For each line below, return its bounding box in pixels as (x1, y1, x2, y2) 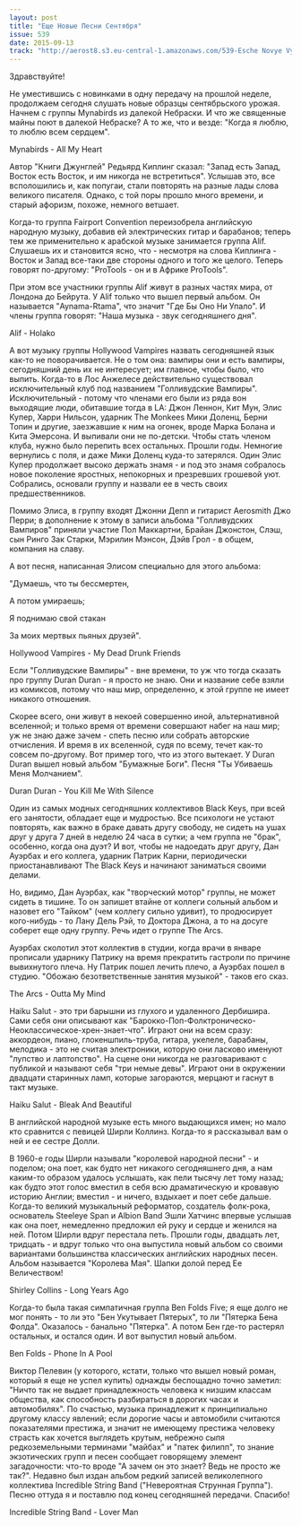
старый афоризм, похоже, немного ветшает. (9, 199, 179, 211)
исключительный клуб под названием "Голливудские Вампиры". (9, 383, 258, 395)
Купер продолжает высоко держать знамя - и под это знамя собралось (9, 459, 287, 471)
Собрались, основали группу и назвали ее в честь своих (9, 479, 228, 490)
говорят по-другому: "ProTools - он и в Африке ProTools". (9, 264, 228, 275)
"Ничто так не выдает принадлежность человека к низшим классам (9, 1384, 271, 1395)
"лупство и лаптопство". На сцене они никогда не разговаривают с (9, 1053, 267, 1064)
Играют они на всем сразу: (147, 1025, 254, 1036)
